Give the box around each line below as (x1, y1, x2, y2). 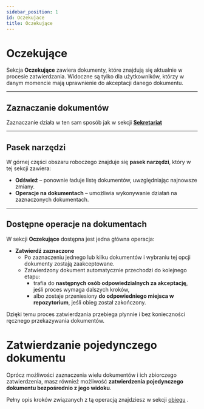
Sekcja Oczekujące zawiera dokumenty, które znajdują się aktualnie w (6, 66, 183, 74)
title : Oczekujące (6, 20, 53, 26)
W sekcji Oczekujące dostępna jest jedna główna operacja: (6, 235, 155, 242)
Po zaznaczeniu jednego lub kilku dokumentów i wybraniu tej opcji (24, 253, 191, 261)
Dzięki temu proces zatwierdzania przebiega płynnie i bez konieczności (6, 311, 186, 318)
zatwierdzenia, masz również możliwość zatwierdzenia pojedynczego (6, 377, 184, 385)
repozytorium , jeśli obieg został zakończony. (33, 298, 147, 306)
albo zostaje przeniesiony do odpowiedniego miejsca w (33, 292, 174, 300)
